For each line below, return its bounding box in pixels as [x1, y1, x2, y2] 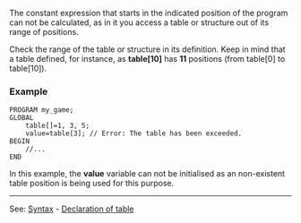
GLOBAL [9, 114, 34, 123]
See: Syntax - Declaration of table [9, 203, 134, 214]
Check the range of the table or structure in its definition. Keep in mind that [9, 44, 286, 55]
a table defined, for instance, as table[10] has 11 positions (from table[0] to [9, 54, 286, 64]
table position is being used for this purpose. [9, 178, 175, 189]
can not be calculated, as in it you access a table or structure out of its [9, 17, 270, 28]
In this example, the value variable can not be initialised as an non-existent [9, 168, 285, 179]
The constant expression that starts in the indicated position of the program [9, 8, 288, 18]
